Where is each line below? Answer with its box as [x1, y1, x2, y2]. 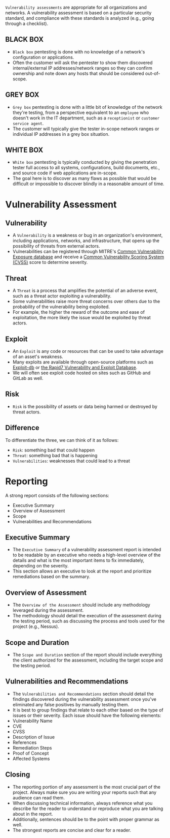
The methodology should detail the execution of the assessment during [12, 613, 162, 619]
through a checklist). [5, 20, 49, 26]
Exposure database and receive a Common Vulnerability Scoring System [12, 254, 164, 260]
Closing [5, 770, 30, 779]
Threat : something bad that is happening [12, 452, 98, 458]
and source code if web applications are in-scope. [12, 170, 118, 176]
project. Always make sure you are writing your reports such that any [12, 789, 157, 795]
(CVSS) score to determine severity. [12, 259, 88, 265]
